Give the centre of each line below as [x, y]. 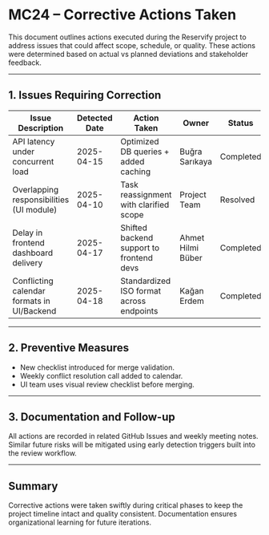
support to [140, 248]
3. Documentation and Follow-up [92, 417]
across [133, 301]
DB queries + [145, 152]
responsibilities [41, 200]
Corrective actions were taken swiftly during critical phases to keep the [126, 505]
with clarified [145, 205]
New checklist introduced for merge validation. [97, 367]
